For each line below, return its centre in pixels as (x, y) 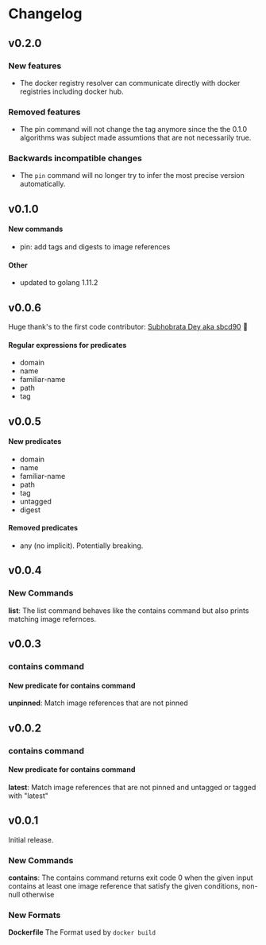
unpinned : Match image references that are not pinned (98, 703)
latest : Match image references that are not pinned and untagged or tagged (132, 787)
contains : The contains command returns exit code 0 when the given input (131, 877)
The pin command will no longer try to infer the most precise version (132, 175)
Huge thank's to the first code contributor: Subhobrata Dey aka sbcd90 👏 (128, 327)
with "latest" (29, 796)
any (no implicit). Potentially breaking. (81, 546)
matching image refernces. (52, 619)
